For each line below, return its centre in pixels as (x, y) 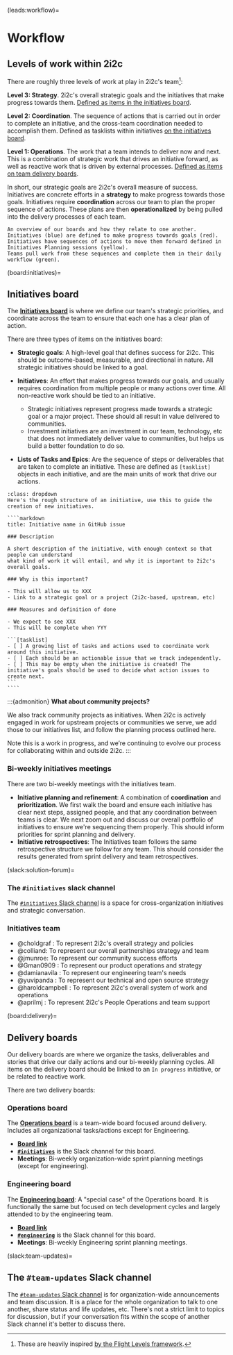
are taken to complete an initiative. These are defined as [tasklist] (114, 467)
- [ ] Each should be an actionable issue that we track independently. (114, 658)
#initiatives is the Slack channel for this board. (86, 1152)
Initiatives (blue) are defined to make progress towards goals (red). (113, 235)
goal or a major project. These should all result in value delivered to (124, 417)
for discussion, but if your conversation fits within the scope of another (109, 1316)
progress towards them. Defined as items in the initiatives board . (100, 102)
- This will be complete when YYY (57, 628)
